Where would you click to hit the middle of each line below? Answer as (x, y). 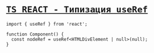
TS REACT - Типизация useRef (77, 10)
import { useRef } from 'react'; (47, 24)
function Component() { (35, 34)
